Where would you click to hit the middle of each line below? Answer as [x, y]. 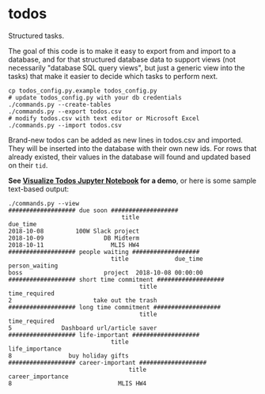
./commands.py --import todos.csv [65, 125]
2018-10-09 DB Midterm [74, 238]
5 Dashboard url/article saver [83, 328]
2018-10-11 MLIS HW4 [74, 245]
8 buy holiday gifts [68, 356]
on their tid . [28, 165]
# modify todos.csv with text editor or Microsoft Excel [104, 118]
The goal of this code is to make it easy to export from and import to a [122, 51]
